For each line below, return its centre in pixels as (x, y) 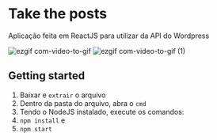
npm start (36, 129)
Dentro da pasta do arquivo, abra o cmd (83, 103)
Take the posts (58, 14)
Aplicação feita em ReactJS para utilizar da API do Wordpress (109, 36)
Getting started (47, 76)
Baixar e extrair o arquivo (63, 95)
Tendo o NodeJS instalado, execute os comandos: (102, 112)
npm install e (42, 120)
